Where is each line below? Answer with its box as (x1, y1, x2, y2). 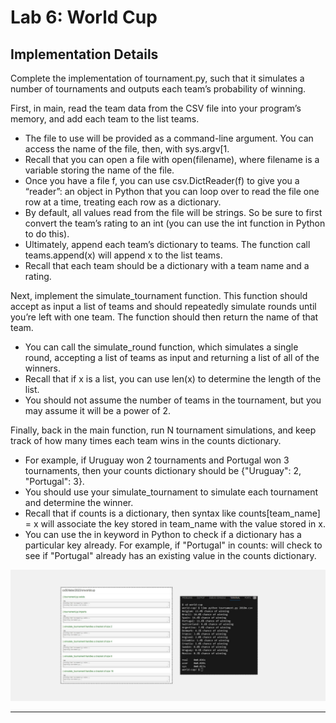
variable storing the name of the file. (24, 164, 175, 176)
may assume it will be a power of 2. (24, 405, 172, 416)
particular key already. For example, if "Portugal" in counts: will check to (24, 539, 323, 551)
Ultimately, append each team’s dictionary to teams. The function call (24, 239, 311, 250)
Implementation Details (10, 46, 159, 63)
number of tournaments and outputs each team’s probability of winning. (10, 83, 307, 95)
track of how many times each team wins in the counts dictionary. (10, 435, 282, 446)
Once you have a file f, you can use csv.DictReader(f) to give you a (24, 175, 300, 186)
